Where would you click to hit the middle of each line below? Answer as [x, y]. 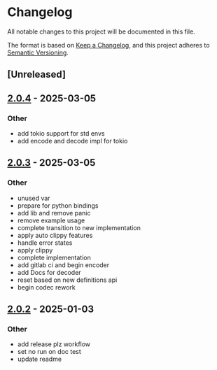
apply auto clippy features [55, 235]
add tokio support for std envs [61, 134]
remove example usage [51, 220]
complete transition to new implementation [79, 227]
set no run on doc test [49, 352]
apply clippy [35, 250]
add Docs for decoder [49, 272]
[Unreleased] [37, 74]
